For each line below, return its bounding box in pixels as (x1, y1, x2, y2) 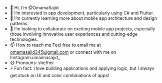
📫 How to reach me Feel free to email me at (9, 42, 101, 48)
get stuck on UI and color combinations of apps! (9, 73, 109, 78)
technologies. (9, 36, 38, 42)
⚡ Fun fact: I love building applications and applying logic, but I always (9, 65, 155, 71)
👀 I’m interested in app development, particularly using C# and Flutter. (9, 10, 154, 16)
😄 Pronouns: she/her (9, 60, 54, 66)
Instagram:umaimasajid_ (9, 55, 60, 60)
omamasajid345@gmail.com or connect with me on (9, 49, 116, 55)
